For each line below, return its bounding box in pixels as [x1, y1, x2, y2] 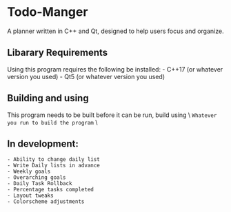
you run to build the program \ [7, 118, 98, 126]
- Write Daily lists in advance [7, 162, 100, 169]
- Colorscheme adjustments [7, 198, 85, 205]
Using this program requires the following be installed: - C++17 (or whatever [7, 65, 223, 73]
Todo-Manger [7, 4, 88, 20]
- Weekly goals [7, 168, 51, 176]
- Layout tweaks [7, 192, 54, 200]
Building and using [7, 92, 89, 104]
